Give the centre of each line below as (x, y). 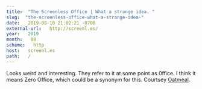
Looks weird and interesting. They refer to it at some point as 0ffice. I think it (101, 73)
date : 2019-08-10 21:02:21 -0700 (51, 23)
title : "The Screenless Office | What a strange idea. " (80, 12)
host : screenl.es (31, 51)
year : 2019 (23, 34)
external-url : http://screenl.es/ (52, 28)
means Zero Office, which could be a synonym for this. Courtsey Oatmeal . (98, 79)
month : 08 (21, 39)
